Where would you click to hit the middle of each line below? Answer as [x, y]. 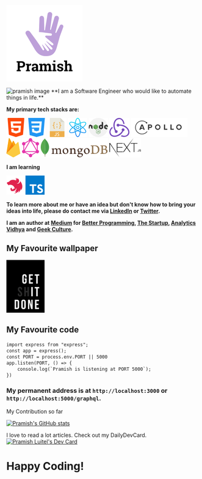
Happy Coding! [45, 466]
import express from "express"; [47, 345]
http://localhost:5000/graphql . [54, 398]
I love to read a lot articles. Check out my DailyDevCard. [77, 435]
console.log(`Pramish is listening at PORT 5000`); [84, 369]
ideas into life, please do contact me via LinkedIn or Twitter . [83, 211]
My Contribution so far [35, 411]
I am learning [23, 167]
